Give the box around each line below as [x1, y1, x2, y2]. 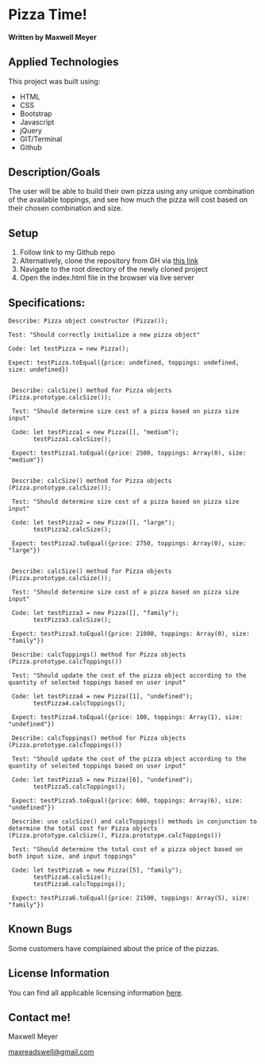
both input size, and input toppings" [8, 853, 136, 861]
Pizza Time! [8, 6, 87, 24]
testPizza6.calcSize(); [33, 873, 112, 881]
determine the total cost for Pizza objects [8, 825, 158, 833]
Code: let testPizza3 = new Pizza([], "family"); [11, 609, 179, 617]
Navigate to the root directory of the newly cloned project [19, 265, 208, 274]
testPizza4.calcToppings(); [33, 699, 126, 708]
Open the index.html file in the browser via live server [19, 273, 194, 283]
